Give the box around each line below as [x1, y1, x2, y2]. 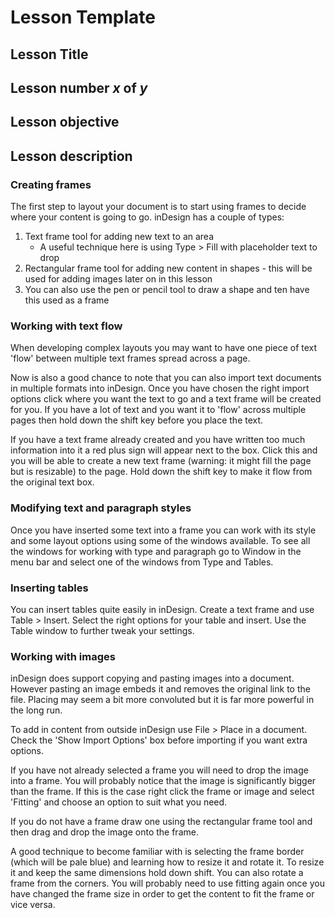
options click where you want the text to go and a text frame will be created [10, 393, 322, 405]
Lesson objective [10, 114, 120, 131]
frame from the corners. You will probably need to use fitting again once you [10, 877, 325, 890]
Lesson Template [10, 6, 156, 29]
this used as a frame [24, 294, 110, 306]
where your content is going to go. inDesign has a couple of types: [10, 211, 285, 223]
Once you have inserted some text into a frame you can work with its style [10, 524, 317, 536]
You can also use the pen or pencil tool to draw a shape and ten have [24, 284, 310, 296]
